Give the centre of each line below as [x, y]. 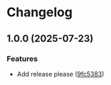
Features [22, 59]
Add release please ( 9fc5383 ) [60, 74]
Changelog [40, 12]
